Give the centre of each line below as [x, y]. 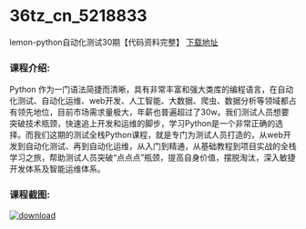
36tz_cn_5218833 [78, 16]
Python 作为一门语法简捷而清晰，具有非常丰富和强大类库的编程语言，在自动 [152, 90]
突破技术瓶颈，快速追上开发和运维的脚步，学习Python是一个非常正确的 [143, 124]
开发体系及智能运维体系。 [57, 169]
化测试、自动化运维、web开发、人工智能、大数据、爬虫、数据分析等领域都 [149, 101]
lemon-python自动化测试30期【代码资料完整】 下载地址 [114, 42]
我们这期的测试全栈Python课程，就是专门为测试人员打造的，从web [158, 135]
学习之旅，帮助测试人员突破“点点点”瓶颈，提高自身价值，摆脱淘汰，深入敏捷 [153, 158]
